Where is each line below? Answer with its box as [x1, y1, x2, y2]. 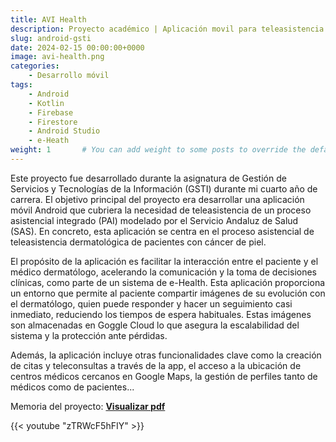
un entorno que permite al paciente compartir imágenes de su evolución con [10, 287, 326, 299]
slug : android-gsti [10, 33, 92, 43]
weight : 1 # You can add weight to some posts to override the [10, 145, 307, 155]
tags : [10, 80, 33, 90]
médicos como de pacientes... [10, 381, 135, 393]
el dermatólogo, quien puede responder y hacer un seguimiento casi [10, 297, 293, 310]
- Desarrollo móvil [28, 71, 110, 81]
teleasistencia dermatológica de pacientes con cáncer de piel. [10, 236, 267, 248]
